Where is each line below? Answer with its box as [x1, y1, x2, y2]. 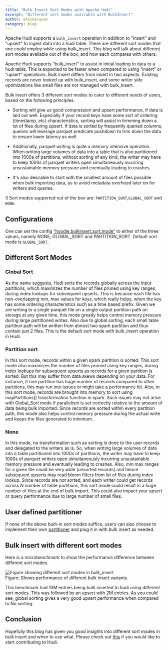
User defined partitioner [5, 508, 82, 516]
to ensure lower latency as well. [12, 134, 77, 140]
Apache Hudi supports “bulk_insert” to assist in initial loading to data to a [5, 61, 155, 67]
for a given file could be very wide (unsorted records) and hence [5, 467, 138, 473]
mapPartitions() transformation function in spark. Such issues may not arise [5, 395, 161, 401]
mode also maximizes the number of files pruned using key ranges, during [5, 363, 158, 369]
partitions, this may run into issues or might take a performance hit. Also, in [5, 384, 160, 390]
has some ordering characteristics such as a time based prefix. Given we [5, 301, 155, 307]
